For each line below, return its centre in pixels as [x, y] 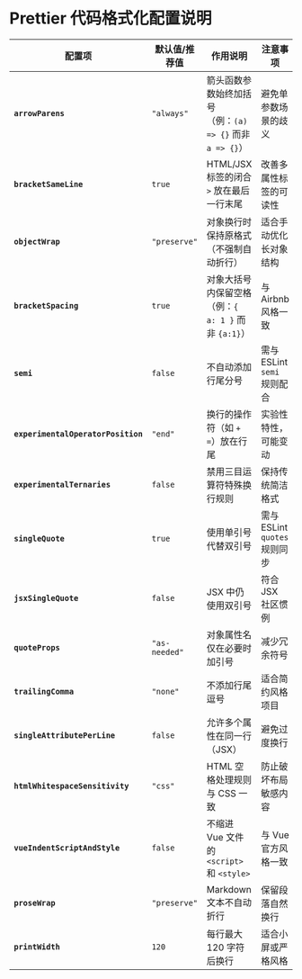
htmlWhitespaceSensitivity [71, 786]
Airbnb [275, 299]
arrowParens [40, 113]
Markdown [229, 889]
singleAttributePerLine [65, 735]
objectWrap [37, 241]
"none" [165, 691]
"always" [170, 113]
